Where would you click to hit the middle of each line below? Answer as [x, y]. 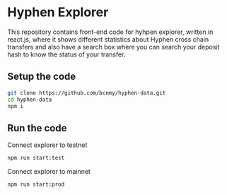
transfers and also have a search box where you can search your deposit [113, 47]
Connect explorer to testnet [47, 145]
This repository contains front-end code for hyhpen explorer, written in [110, 32]
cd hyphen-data [30, 100]
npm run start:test [36, 158]
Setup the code [42, 77]
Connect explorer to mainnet [49, 172]
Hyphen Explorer [58, 12]
